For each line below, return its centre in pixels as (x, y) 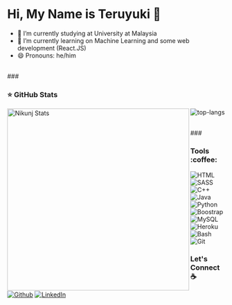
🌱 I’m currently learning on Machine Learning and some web (103, 40)
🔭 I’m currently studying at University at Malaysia (87, 33)
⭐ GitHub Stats (33, 94)
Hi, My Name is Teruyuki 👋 (84, 14)
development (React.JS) (52, 48)
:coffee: (204, 160)
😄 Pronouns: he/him (46, 55)
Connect (205, 268)
